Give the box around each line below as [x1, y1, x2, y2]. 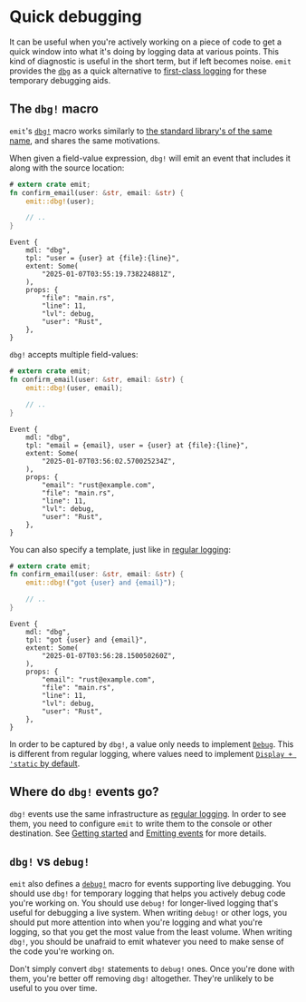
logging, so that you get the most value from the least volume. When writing [9, 926, 292, 937]
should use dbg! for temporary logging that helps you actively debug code [9, 888, 286, 899]
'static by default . [9, 758, 81, 769]
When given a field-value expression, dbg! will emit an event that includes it [9, 152, 292, 163]
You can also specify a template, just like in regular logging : [9, 544, 231, 555]
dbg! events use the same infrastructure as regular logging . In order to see [9, 808, 287, 819]
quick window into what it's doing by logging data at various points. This [9, 45, 279, 56]
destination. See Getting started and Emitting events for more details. [9, 828, 267, 839]
